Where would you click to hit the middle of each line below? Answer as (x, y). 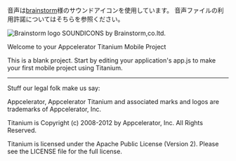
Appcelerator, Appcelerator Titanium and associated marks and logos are (113, 102)
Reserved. (22, 130)
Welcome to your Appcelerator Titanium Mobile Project (87, 47)
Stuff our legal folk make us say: (54, 88)
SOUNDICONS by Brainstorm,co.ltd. (114, 33)
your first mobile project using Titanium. (65, 68)
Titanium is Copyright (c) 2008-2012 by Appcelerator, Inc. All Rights (105, 123)
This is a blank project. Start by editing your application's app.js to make (112, 60)
